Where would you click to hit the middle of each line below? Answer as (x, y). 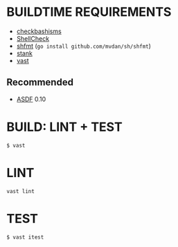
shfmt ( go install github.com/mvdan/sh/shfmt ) (84, 46)
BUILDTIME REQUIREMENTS (89, 12)
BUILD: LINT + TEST (64, 127)
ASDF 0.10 (31, 99)
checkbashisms (39, 31)
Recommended (40, 83)
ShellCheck (33, 38)
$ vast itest (25, 237)
